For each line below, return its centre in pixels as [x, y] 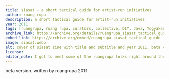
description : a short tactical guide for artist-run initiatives [75, 19]
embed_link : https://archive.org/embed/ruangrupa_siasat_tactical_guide [83, 38]
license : [14, 52]
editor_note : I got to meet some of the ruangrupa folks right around [81, 57]
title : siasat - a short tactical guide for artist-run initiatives [78, 10]
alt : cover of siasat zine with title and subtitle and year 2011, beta [83, 47]
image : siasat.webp [26, 43]
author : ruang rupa [26, 15]
